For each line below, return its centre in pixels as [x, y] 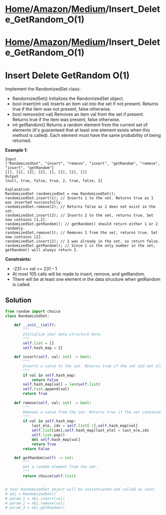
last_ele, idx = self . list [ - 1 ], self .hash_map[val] [85, 426]
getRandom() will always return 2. [42, 250]
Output [12, 176]
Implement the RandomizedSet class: [43, 89]
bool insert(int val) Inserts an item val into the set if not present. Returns [85, 104]
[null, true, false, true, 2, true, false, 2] [54, 181]
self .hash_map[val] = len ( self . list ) [62, 385]
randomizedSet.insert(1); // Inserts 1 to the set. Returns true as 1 [79, 198]
